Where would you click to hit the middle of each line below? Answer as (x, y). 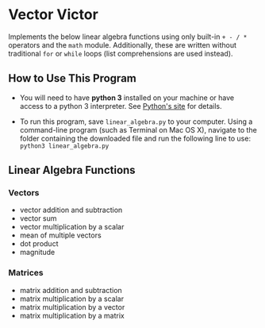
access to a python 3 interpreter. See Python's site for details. (121, 106)
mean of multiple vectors (60, 235)
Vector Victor (54, 15)
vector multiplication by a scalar (72, 227)
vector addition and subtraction (71, 210)
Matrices (26, 273)
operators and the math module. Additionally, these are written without (122, 44)
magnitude (37, 253)
